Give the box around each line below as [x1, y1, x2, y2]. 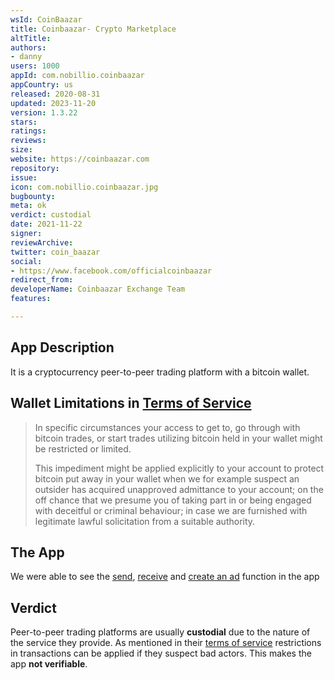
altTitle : [10, 33, 52, 43]
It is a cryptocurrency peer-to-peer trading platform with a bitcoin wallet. [10, 366, 310, 378]
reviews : [10, 136, 47, 146]
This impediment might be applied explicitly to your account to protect [34, 462, 325, 474]
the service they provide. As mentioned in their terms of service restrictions [10, 637, 322, 649]
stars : [10, 117, 38, 127]
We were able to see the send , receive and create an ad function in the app [10, 571, 320, 583]
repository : [10, 163, 60, 173]
